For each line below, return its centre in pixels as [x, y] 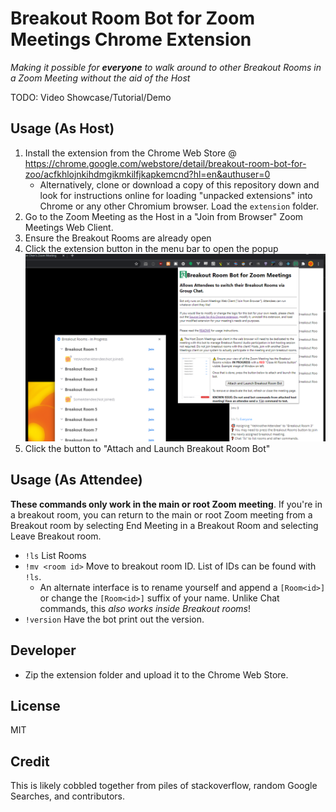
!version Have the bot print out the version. [114, 619]
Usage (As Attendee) [76, 480]
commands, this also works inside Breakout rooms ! [145, 608]
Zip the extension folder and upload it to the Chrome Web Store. [156, 674]
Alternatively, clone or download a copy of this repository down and [179, 184]
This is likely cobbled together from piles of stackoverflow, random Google [164, 786]
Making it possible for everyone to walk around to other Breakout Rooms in [166, 67]
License [35, 705]
